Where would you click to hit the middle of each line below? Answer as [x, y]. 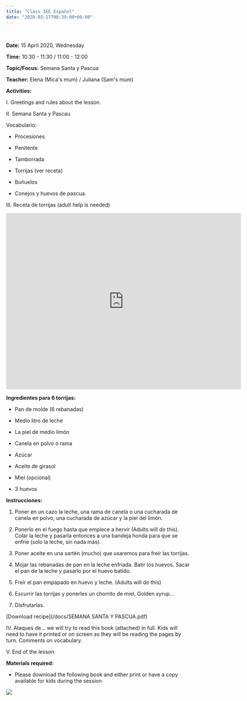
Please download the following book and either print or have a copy [96, 675]
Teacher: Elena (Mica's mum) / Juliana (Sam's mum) [70, 79]
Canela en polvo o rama [43, 443]
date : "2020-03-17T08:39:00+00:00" [50, 17]
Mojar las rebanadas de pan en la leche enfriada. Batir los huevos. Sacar [102, 565]
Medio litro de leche [39, 420]
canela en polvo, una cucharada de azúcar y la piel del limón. [89, 518]
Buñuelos [26, 182]
